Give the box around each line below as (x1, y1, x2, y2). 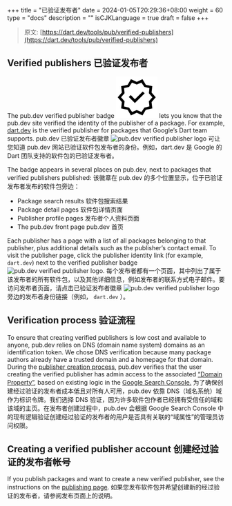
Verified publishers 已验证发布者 (7, 57, 148, 69)
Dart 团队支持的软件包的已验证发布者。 (7, 151, 118, 160)
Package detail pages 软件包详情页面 (17, 205, 123, 214)
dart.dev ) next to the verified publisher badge (7, 258, 138, 267)
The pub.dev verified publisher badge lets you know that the (7, 111, 222, 119)
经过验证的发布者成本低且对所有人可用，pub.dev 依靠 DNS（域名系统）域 (12, 387, 222, 395)
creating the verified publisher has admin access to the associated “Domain (7, 370, 223, 378)
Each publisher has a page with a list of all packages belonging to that (7, 236, 206, 245)
